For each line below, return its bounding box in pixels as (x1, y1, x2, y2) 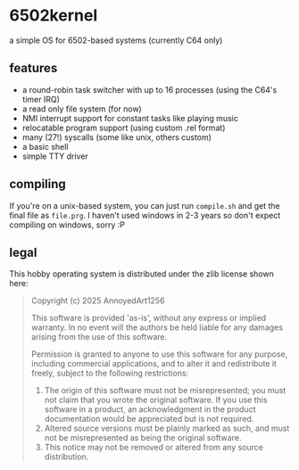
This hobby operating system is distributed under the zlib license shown (9, 268, 274, 279)
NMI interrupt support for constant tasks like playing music (21, 112, 239, 123)
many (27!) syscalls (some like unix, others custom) (21, 131, 212, 143)
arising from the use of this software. (30, 332, 168, 342)
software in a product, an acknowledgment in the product (44, 404, 256, 415)
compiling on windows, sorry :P (9, 219, 125, 230)
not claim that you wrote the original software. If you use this (44, 394, 268, 406)
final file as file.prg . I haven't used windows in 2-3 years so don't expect (9, 210, 281, 220)
